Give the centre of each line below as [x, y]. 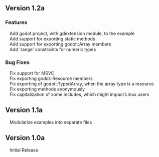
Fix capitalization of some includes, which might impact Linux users [79, 94]
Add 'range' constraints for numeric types [53, 49]
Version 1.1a [24, 110]
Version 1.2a [25, 8]
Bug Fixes [18, 62]
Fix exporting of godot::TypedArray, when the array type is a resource [82, 83]
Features [16, 22]
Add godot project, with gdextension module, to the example [72, 33]
